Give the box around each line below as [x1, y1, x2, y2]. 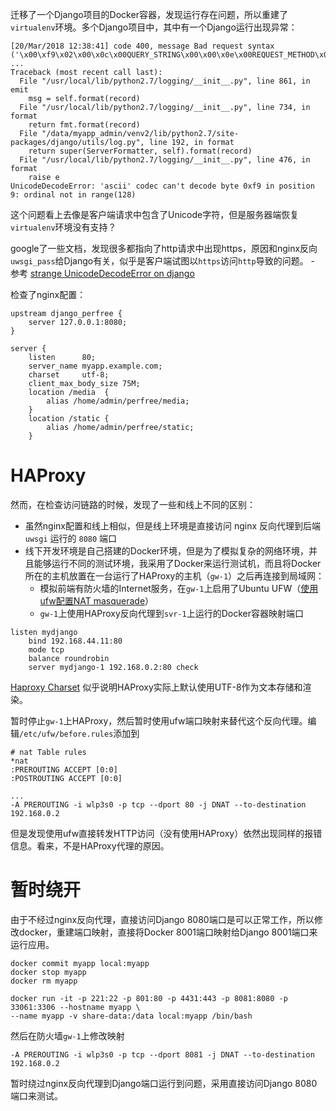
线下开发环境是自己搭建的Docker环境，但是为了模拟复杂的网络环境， [24, 544, 310, 557]
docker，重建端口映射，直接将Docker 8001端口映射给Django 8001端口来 [18, 926, 318, 938]
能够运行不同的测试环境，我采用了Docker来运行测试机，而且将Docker [33, 557, 322, 569]
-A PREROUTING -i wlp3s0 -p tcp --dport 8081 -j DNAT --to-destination [10, 1049, 315, 1060]
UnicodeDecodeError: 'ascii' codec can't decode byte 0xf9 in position [10, 181, 315, 191]
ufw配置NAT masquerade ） [39, 594, 155, 607]
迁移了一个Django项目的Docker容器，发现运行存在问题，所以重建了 [10, 9, 288, 20]
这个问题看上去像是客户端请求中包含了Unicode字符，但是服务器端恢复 [10, 209, 300, 220]
